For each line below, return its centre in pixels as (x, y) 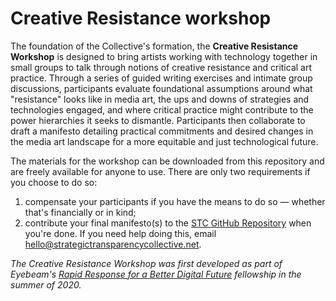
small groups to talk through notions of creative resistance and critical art (161, 67)
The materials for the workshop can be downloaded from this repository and (167, 161)
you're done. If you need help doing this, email (120, 233)
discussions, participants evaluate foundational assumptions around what (161, 88)
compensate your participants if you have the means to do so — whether (175, 201)
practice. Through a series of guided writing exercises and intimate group (161, 78)
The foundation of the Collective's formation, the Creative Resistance (154, 46)
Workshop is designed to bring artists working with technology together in (164, 56)
